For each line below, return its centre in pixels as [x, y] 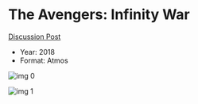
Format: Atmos [44, 60]
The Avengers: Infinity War [99, 15]
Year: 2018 [37, 52]
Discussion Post [35, 37]
